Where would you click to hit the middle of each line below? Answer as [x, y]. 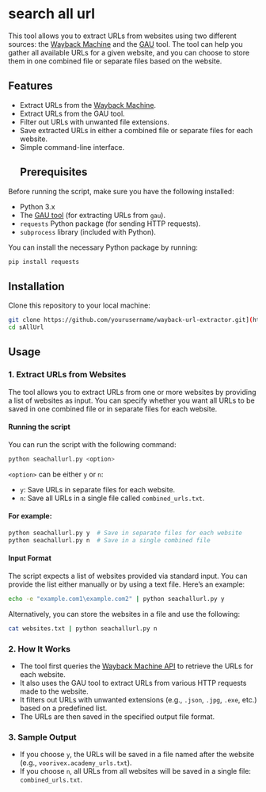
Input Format [30, 558]
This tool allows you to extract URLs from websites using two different [123, 36]
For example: [30, 516]
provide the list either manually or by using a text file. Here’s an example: [127, 584]
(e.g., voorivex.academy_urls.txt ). [76, 763]
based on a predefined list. [63, 708]
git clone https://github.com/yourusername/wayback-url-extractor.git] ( [131, 320]
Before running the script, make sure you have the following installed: [122, 191]
